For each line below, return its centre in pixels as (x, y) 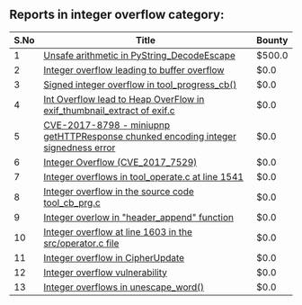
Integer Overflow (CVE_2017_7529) (120, 162)
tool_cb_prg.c (72, 202)
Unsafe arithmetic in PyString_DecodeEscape (139, 55)
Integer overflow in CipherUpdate (114, 257)
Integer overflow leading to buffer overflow (134, 69)
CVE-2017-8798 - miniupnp (107, 125)
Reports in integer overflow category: (117, 15)
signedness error (80, 148)
